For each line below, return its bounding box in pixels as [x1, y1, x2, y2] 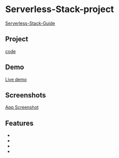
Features [5, 119, 34, 127]
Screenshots [5, 91, 46, 99]
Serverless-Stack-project [5, 4, 114, 15]
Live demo [5, 76, 27, 82]
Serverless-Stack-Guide [5, 20, 55, 26]
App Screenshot [5, 104, 39, 111]
